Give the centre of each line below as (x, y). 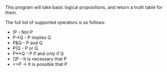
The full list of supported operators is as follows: (55, 22)
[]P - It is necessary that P (39, 59)
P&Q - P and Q (27, 43)
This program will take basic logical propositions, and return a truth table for (84, 7)
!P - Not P (23, 32)
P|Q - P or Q (25, 48)
